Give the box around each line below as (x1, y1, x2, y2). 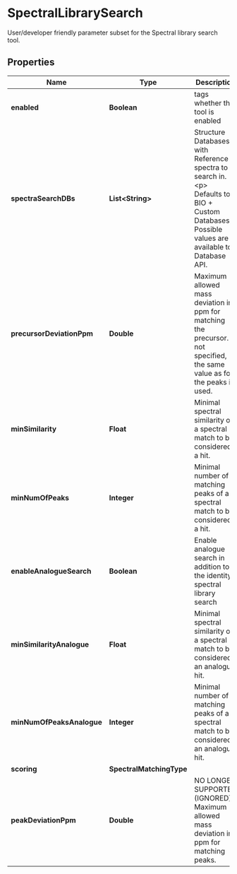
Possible (193, 224, 223, 234)
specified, (193, 350, 227, 360)
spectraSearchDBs (11, 193, 75, 203)
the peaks (193, 377, 227, 386)
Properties (7, 57, 55, 69)
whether (193, 98, 222, 107)
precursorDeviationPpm (11, 329, 94, 338)
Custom (193, 206, 221, 216)
